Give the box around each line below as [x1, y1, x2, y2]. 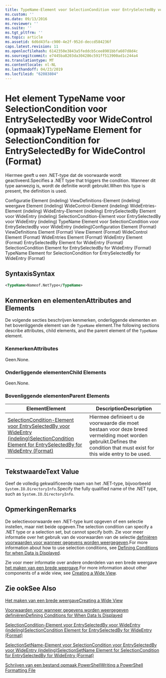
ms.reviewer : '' [5, 21, 39, 26]
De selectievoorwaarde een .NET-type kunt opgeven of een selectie [5, 518, 143, 524]
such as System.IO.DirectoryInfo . [5, 491, 75, 497]
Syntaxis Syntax [5, 270, 55, 278]
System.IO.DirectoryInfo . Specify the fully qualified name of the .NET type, [5, 486, 158, 492]
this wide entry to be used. [89, 451, 151, 458]
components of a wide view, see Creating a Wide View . [5, 570, 117, 576]
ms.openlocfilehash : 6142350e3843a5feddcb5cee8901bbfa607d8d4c [5, 48, 138, 53]
